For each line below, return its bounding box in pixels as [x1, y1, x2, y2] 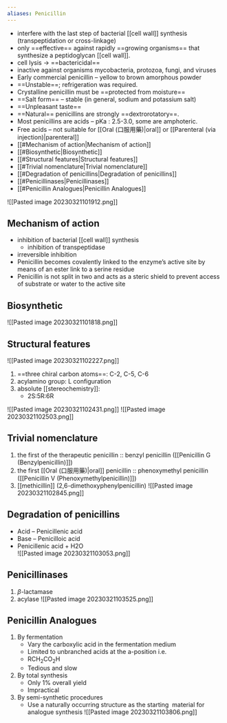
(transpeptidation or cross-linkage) [17, 36, 117, 45]
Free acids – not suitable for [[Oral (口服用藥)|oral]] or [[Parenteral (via [17, 125, 216, 133]
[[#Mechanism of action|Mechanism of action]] [17, 140, 151, 148]
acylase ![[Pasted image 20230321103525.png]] [17, 595, 153, 603]
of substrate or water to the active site [17, 280, 126, 288]
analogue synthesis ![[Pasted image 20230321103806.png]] [27, 708, 197, 716]
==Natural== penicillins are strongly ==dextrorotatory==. [17, 110, 180, 118]
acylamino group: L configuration [17, 377, 111, 386]
